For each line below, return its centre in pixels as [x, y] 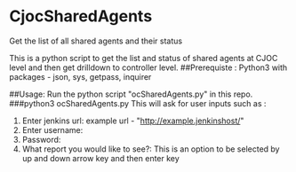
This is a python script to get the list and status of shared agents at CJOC [144, 58]
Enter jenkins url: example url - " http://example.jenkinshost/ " [133, 121]
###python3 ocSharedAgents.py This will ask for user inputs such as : [138, 103]
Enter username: [52, 129]
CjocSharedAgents [81, 16]
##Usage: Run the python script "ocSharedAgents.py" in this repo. [131, 94]
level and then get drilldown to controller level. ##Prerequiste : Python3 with [148, 67]
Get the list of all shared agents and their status [96, 41]
